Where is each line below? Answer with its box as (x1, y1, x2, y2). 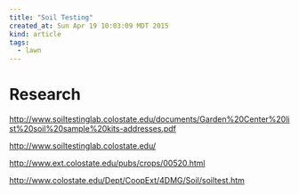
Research (9, 85, 82, 105)
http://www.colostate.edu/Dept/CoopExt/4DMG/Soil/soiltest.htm (9, 175, 245, 186)
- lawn (17, 46, 42, 55)
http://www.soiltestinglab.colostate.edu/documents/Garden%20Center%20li (9, 114, 290, 125)
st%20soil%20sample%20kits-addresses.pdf (9, 124, 176, 134)
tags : (9, 37, 29, 47)
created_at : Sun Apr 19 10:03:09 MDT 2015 (9, 21, 169, 30)
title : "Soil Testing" (9, 12, 93, 22)
